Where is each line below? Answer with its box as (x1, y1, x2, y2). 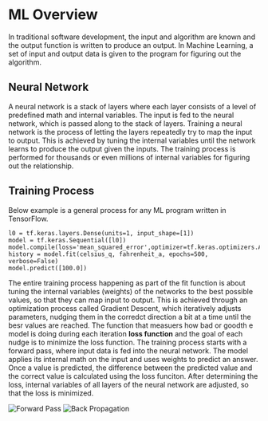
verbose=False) (8, 257, 59, 265)
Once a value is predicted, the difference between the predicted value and (8, 363, 253, 372)
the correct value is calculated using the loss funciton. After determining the (8, 371, 258, 380)
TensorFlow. (8, 214, 49, 223)
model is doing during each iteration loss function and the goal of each (8, 329, 243, 338)
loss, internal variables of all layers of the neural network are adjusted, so (8, 380, 250, 389)
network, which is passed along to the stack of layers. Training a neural (8, 118, 242, 128)
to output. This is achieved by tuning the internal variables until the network (8, 136, 257, 145)
